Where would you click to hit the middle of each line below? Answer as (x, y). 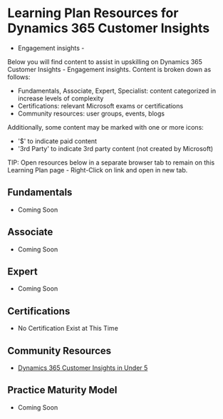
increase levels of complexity (61, 98)
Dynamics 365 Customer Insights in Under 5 (83, 368)
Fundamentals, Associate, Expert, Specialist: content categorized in (117, 90)
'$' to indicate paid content (57, 141)
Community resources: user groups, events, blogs (91, 113)
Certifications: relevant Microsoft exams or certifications (100, 105)
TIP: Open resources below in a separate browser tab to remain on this (111, 162)
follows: (19, 77)
